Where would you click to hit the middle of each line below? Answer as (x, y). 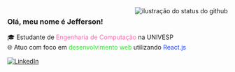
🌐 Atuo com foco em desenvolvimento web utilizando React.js (97, 48)
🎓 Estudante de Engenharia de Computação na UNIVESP (90, 37)
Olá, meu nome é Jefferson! (55, 22)
